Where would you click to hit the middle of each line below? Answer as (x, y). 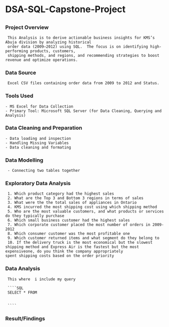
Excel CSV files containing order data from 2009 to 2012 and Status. (83, 83)
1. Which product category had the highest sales (61, 194)
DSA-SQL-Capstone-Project (66, 9)
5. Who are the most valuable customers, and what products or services (86, 211)
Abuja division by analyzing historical (49, 42)
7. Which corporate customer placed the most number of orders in (79, 225)
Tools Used (19, 96)
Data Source (21, 72)
